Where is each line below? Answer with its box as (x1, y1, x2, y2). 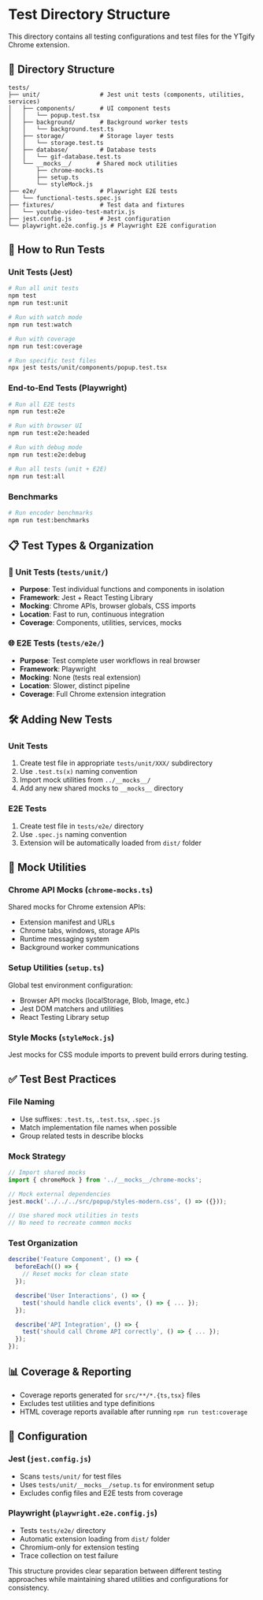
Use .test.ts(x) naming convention (19, 767, 138, 776)
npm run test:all (8, 472, 65, 480)
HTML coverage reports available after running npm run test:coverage (19, 1407, 248, 1416)
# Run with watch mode (8, 314, 83, 322)
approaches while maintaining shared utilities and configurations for (8, 1574, 228, 1583)
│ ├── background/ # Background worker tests (8, 118, 189, 126)
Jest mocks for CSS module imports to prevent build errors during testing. (8, 1050, 249, 1059)
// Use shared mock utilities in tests (8, 1211, 139, 1219)
